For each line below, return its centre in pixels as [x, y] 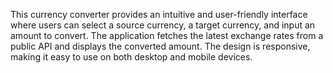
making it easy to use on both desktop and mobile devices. [131, 57]
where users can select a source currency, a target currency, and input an [163, 25]
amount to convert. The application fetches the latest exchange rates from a [167, 35]
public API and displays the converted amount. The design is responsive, [160, 46]
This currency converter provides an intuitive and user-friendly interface [159, 14]
